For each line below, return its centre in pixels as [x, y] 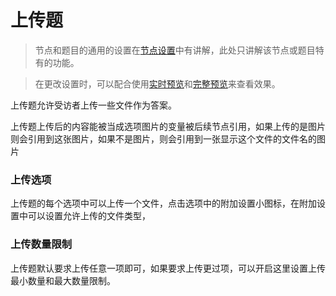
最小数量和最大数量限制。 [63, 280]
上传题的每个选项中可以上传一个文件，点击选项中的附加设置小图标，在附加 [163, 203]
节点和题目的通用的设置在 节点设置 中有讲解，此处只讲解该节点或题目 [175, 50]
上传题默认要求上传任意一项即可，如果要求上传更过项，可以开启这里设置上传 [168, 268]
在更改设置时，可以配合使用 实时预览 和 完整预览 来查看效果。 [157, 83]
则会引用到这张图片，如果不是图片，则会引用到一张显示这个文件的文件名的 [163, 138]
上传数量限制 [41, 244]
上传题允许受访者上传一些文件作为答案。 [93, 105]
